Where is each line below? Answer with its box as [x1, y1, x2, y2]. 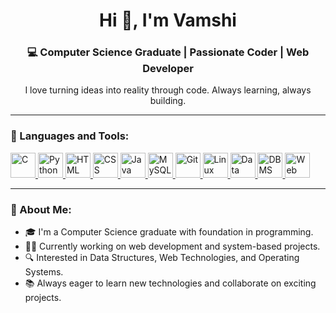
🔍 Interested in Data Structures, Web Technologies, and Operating [24, 252, 300, 264]
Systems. [24, 266, 64, 278]
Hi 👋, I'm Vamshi [99, 9, 237, 32]
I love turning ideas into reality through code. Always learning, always [24, 84, 312, 96]
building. [149, 95, 187, 107]
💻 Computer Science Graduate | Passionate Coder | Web [26, 45, 310, 59]
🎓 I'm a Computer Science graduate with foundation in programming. [24, 226, 314, 238]
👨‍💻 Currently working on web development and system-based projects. [24, 240, 321, 253]
